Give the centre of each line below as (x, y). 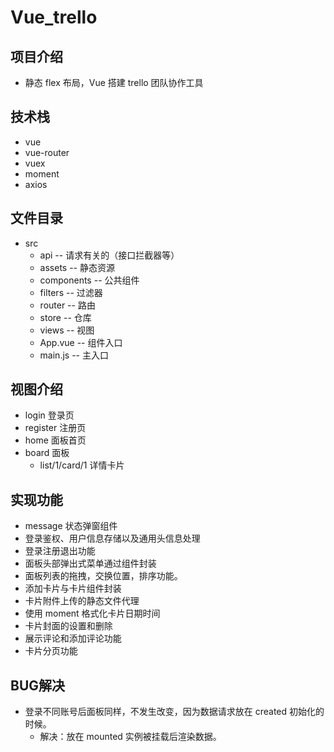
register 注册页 (55, 428)
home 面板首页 (55, 440)
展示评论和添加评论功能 (73, 638)
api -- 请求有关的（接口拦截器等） (109, 255)
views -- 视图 (67, 330)
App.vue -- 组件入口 (81, 342)
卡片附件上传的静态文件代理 (82, 601)
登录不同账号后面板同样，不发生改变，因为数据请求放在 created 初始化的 (174, 712)
